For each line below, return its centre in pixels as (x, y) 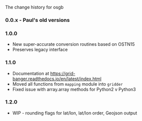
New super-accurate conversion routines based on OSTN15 (73, 44)
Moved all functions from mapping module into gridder (68, 84)
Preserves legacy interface (40, 50)
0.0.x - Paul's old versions (37, 20)
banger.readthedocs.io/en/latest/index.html (57, 79)
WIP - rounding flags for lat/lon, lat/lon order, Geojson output (75, 113)
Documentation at (31, 73)
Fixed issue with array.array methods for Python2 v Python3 (74, 89)
